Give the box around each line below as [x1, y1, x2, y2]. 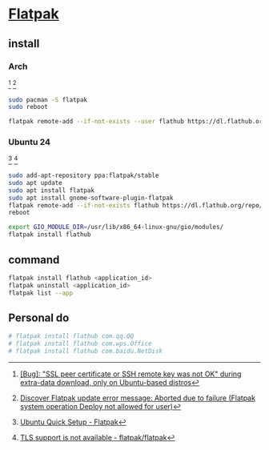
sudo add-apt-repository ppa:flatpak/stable [8, 171, 159, 180]
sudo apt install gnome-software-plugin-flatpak [8, 194, 174, 202]
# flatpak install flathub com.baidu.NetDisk [8, 348, 163, 356]
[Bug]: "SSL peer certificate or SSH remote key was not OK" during [19, 369, 242, 379]
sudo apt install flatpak [8, 186, 94, 195]
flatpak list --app [8, 289, 74, 297]
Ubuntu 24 [8, 137, 50, 148]
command [8, 253, 60, 267]
